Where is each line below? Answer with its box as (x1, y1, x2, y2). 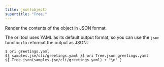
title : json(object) (5, 7, 48, 12)
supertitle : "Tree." (5, 12, 48, 17)
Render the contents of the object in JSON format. (5, 25, 107, 31)
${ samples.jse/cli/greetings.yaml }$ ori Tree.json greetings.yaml (5, 53, 149, 58)
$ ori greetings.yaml (5, 49, 50, 54)
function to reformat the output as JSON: (5, 39, 88, 45)
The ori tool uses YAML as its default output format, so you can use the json (5, 34, 160, 40)
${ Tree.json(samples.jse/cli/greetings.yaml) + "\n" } (5, 57, 122, 62)
